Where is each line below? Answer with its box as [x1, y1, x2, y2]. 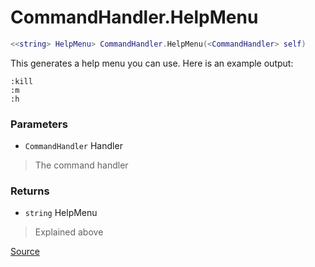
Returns [10, 184, 50, 198]
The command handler [34, 159, 129, 171]
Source [10, 246, 40, 258]
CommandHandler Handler [24, 140, 123, 152]
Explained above [34, 226, 104, 238]
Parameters [10, 117, 68, 131]
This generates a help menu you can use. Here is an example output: [10, 57, 294, 69]
